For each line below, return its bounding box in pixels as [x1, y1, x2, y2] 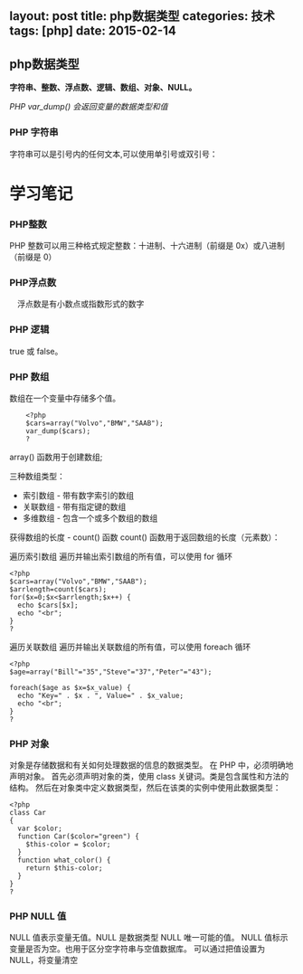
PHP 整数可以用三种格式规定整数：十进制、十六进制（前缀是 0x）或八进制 [9, 240, 285, 251]
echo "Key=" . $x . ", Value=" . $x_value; [17, 691, 184, 700]
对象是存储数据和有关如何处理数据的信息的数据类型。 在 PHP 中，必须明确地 [9, 760, 294, 771]
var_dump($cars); [25, 426, 91, 436]
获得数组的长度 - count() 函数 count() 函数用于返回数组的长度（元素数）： [9, 532, 280, 543]
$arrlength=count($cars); [9, 584, 107, 594]
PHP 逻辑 [9, 324, 50, 336]
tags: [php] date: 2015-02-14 [9, 24, 176, 39]
